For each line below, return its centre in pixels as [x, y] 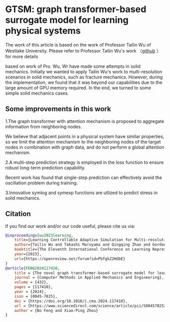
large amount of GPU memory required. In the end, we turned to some [78, 87]
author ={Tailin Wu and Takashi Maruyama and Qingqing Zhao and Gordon [90, 245]
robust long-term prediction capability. [46, 167]
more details [25, 56]
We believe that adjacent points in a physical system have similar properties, [85, 136]
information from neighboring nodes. [44, 126]
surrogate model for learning [67, 20]
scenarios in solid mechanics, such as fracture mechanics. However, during [84, 77]
